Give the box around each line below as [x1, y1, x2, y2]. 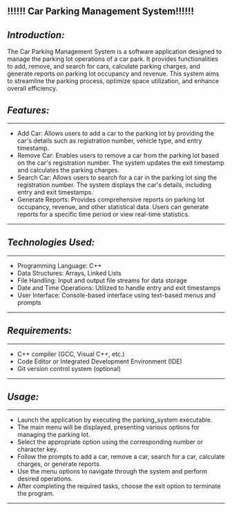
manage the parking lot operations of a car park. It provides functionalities [7, 55, 219, 63]
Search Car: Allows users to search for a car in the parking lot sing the [17, 173, 217, 182]
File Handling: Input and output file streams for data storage [17, 276, 188, 285]
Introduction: [7, 29, 65, 41]
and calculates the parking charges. [17, 166, 119, 174]
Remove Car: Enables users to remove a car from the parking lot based [17, 152, 220, 160]
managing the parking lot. [17, 431, 91, 439]
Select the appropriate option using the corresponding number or [17, 438, 204, 446]
